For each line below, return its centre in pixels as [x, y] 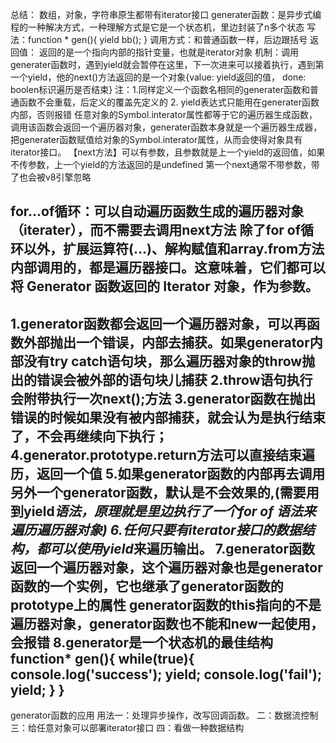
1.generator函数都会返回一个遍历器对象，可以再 [158, 323]
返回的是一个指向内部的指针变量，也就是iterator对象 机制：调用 [169, 52]
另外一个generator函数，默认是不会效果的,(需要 [158, 492]
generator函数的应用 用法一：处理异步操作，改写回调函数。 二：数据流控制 [164, 715]
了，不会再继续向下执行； [89, 436]
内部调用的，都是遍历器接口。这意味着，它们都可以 [168, 268]
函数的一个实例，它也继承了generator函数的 [147, 586]
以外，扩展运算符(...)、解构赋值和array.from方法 [174, 249]
